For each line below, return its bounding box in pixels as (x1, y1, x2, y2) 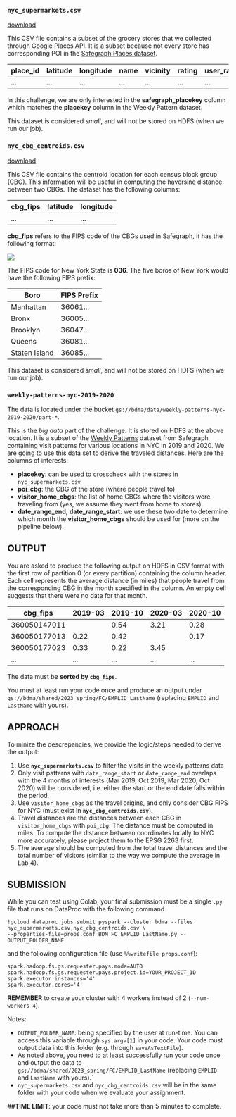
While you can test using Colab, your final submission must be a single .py (7, 897, 223, 906)
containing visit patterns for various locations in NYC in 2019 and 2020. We (7, 441, 225, 449)
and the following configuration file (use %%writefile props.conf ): (7, 949, 198, 958)
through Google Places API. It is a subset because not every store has (7, 42, 209, 50)
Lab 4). (17, 859, 39, 867)
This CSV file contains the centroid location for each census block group (7, 170, 218, 178)
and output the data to (17, 1059, 82, 1067)
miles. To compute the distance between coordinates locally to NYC (17, 828, 214, 837)
